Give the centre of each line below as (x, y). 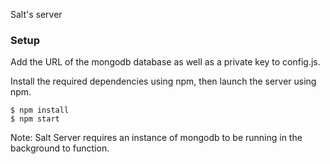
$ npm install (40, 110)
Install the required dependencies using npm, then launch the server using (163, 81)
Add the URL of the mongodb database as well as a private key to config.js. (165, 62)
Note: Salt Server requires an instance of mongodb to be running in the (156, 138)
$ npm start (35, 119)
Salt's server (36, 14)
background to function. (60, 148)
